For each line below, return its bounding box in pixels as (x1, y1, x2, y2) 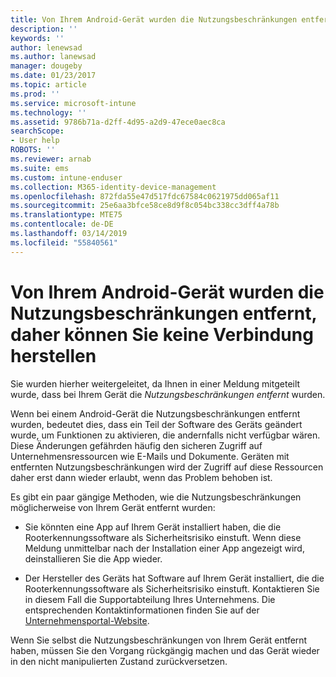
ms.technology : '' (10, 107, 87, 118)
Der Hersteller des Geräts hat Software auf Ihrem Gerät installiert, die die (24, 572, 325, 584)
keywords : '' (10, 33, 65, 43)
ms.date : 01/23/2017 (10, 71, 97, 81)
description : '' (10, 24, 78, 34)
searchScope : (10, 126, 65, 136)
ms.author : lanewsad (10, 52, 97, 62)
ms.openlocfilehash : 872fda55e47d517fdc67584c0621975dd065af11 (10, 191, 280, 201)
